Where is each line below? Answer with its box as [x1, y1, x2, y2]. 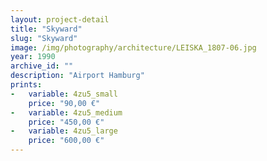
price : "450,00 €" [28, 117, 105, 127]
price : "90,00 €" [28, 98, 101, 108]
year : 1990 [10, 52, 56, 62]
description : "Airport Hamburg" [10, 71, 145, 81]
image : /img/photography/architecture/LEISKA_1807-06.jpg [10, 42, 257, 53]
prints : [10, 80, 43, 90]
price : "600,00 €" [28, 136, 105, 146]
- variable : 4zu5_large [10, 126, 118, 136]
